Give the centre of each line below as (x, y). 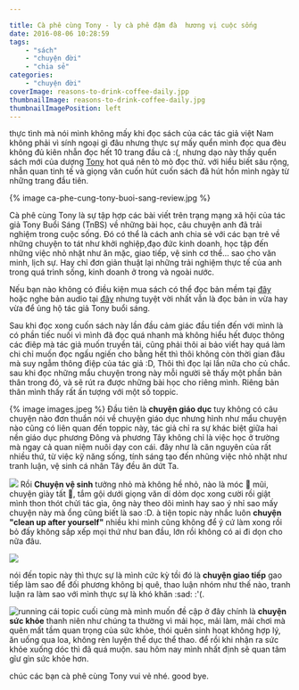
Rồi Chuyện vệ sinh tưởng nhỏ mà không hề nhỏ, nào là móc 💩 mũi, (145, 485)
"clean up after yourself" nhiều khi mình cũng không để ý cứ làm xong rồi (146, 522)
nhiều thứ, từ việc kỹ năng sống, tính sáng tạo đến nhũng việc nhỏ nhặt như (148, 456)
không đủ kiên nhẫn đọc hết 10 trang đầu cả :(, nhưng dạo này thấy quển (143, 152)
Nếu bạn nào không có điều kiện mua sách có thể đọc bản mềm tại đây (141, 290)
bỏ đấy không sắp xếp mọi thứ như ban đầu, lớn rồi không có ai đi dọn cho (146, 532)
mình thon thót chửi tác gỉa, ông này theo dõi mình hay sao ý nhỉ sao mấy (144, 504)
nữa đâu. (25, 541)
